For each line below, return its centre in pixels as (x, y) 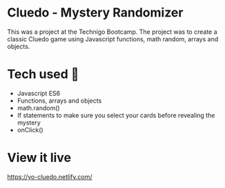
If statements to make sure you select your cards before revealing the (116, 115)
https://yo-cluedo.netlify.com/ (50, 176)
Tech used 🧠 (43, 74)
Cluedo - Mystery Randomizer (95, 13)
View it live (39, 158)
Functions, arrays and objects (59, 101)
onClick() (30, 129)
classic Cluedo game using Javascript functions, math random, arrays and (113, 39)
